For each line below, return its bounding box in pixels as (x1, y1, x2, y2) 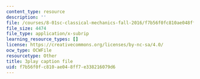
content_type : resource (6, 8, 65, 15)
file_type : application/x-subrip (6, 31, 89, 37)
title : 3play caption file (6, 58, 73, 64)
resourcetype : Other (6, 53, 58, 59)
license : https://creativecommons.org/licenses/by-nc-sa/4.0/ (6, 42, 164, 48)
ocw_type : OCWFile (6, 48, 52, 53)
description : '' (6, 14, 46, 20)
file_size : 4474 (6, 25, 46, 31)
